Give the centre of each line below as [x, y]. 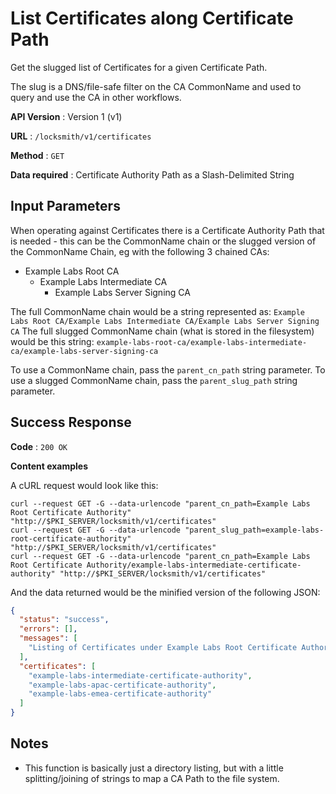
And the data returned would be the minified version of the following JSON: [165, 592]
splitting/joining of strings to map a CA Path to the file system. [152, 778]
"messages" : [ [48, 638]
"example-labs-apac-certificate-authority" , [122, 685]
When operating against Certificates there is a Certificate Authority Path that [167, 230]
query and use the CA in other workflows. [96, 97]
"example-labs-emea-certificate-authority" [120, 694]
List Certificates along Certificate [152, 18]
